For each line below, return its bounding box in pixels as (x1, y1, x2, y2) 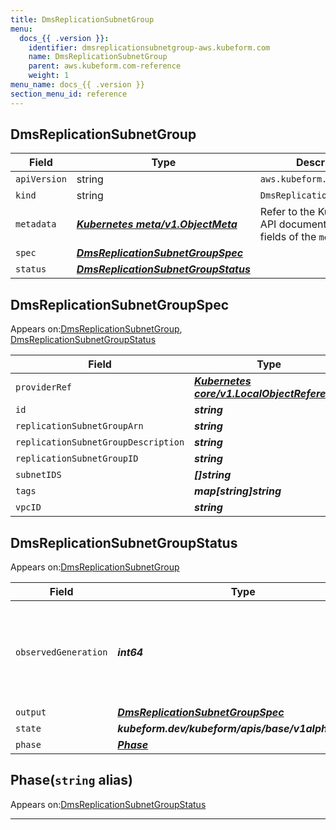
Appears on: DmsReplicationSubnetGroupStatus (10, 798, 207, 810)
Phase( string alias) (10, 772, 133, 789)
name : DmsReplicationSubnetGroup (28, 52, 168, 62)
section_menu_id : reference (10, 89, 128, 99)
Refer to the (259, 205, 316, 219)
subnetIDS (15, 469, 62, 481)
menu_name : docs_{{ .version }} (10, 80, 145, 90)
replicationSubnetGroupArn (15, 421, 144, 432)
